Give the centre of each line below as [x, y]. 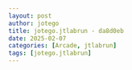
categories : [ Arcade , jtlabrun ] [62, 46]
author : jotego [34, 23]
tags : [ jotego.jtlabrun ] [50, 53]
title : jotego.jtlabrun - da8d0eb [66, 31]
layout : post [30, 16]
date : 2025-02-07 [37, 38]
